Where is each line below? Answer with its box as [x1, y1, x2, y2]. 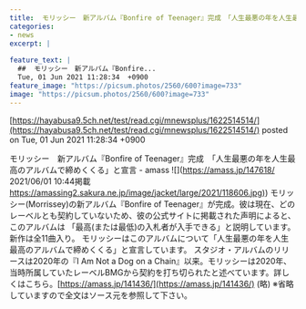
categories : [9, 22, 55, 31]
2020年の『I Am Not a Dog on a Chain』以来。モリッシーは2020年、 [33, 255, 292, 266]
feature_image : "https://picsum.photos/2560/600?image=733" [9, 81, 243, 90]
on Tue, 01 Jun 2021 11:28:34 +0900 [9, 134, 146, 145]
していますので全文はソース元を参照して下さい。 [9, 289, 193, 301]
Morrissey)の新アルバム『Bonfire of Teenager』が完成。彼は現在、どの [28, 198, 296, 210]
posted [261, 124, 289, 135]
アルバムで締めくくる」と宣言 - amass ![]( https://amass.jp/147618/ [25, 164, 275, 175]
